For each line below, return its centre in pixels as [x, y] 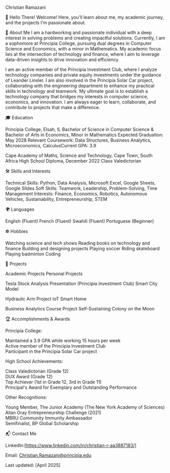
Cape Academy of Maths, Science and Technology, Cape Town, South [79, 155]
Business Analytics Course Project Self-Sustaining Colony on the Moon [80, 309]
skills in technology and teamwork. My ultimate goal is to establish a [77, 91]
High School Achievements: [34, 361]
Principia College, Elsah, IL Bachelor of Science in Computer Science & [80, 129]
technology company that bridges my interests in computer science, [77, 97]
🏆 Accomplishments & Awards [38, 319]
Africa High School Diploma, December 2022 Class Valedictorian [73, 161]
